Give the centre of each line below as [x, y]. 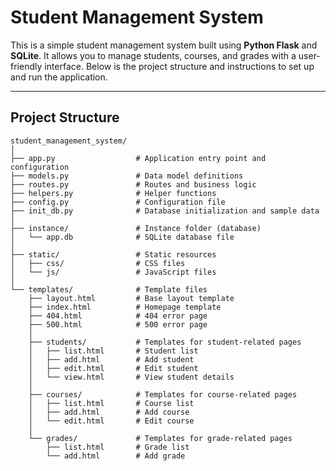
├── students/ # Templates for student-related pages [165, 342]
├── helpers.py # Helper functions [113, 193]
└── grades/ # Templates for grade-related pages [160, 438]
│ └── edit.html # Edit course [111, 421]
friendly [26, 66]
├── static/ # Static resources [113, 254]
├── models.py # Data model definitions [127, 176]
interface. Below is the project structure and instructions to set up [179, 66]
